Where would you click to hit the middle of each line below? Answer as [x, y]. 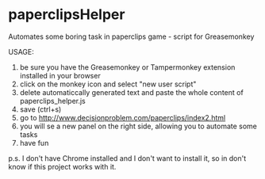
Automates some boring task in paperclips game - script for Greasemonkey [131, 36]
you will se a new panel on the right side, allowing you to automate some [138, 126]
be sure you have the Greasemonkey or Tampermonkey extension [127, 67]
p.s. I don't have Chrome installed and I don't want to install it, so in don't [127, 158]
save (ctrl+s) [40, 109]
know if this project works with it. [62, 166]
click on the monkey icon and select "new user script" [108, 84]
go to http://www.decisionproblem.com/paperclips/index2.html [123, 117]
